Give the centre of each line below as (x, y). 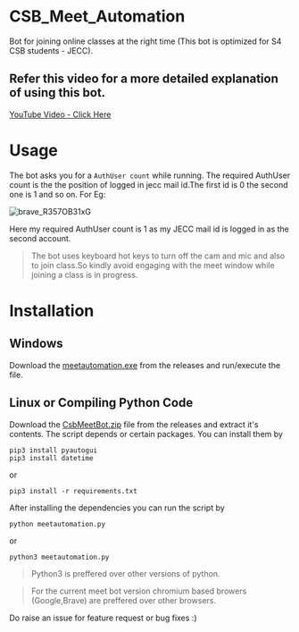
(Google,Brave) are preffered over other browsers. (124, 600)
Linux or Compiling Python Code (101, 403)
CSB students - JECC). (51, 50)
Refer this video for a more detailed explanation (144, 79)
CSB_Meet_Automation (97, 17)
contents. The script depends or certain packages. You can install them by (146, 434)
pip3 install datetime (51, 458)
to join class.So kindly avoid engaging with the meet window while (153, 265)
